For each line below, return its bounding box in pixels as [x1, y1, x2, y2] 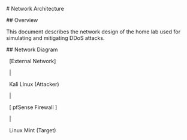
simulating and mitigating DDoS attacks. [6, 35, 105, 41]
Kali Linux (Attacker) [8, 80, 59, 88]
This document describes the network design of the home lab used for [6, 28, 181, 35]
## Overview [6, 17, 38, 23]
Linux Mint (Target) [8, 127, 56, 133]
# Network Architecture [6, 5, 65, 12]
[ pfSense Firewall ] [8, 104, 58, 111]
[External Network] [8, 58, 56, 64]
